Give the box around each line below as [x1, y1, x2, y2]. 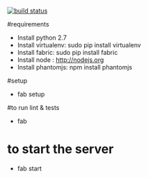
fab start [17, 164, 42, 172]
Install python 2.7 [17, 33, 67, 42]
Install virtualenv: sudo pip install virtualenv [17, 41, 141, 49]
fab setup [17, 90, 45, 98]
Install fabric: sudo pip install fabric [17, 49, 118, 56]
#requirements [7, 20, 50, 28]
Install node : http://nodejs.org [17, 56, 104, 64]
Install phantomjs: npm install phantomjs [17, 63, 133, 71]
